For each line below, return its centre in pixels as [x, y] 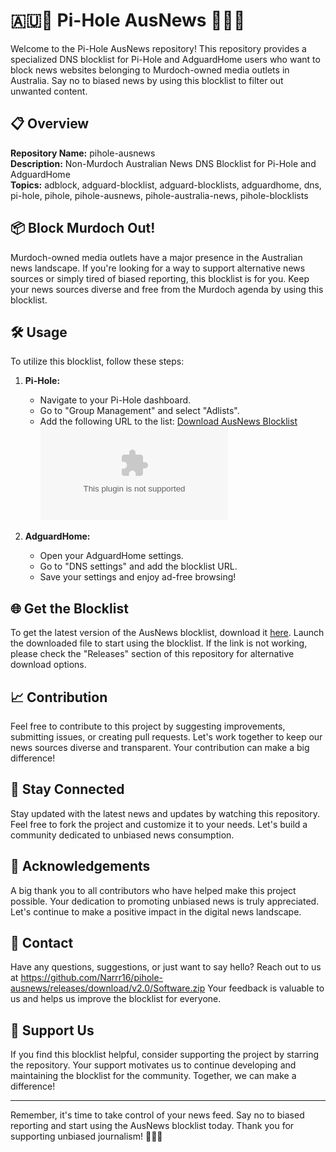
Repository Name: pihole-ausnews [83, 153]
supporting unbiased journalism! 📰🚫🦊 [86, 1136]
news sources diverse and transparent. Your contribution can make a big [160, 747]
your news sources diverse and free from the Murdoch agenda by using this [167, 289]
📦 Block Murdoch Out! [83, 228]
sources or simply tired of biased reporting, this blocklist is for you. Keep [160, 278]
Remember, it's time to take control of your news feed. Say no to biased [157, 1115]
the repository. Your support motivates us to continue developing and [153, 1065]
